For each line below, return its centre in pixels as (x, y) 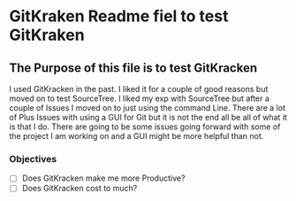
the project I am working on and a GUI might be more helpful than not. (137, 136)
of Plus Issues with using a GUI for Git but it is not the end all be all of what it (148, 117)
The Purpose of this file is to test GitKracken (133, 68)
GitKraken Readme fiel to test (119, 16)
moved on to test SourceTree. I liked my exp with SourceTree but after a (139, 98)
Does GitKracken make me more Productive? (103, 178)
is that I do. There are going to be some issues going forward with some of (145, 127)
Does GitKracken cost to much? (80, 189)
